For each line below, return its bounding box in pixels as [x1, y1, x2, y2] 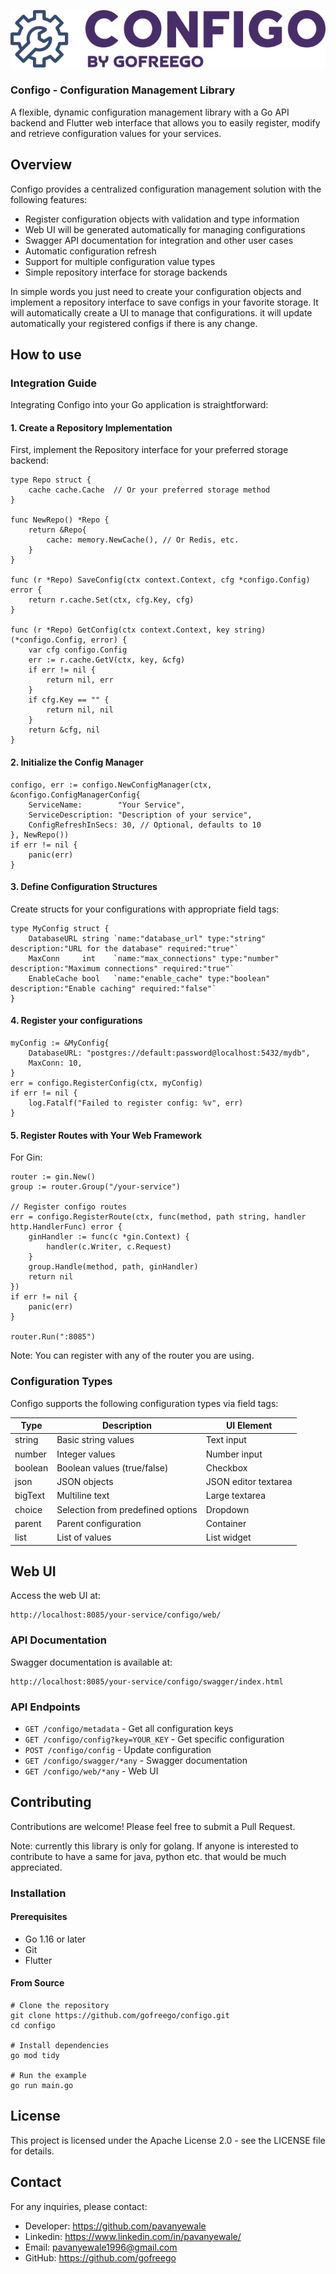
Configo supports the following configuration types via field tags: [10, 1397, 279, 1409]
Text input [205, 1434, 247, 1446]
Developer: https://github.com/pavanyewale [24, 2220, 207, 2232]
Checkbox [205, 1461, 248, 1474]
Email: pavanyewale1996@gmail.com [24, 2241, 178, 2253]
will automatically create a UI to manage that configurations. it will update [10, 306, 313, 319]
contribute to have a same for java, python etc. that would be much [10, 1850, 287, 1862]
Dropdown [205, 1503, 250, 1515]
